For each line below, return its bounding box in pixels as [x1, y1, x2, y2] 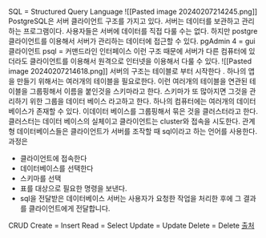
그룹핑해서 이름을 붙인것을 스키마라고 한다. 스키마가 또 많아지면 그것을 [29, 87, 248, 95]
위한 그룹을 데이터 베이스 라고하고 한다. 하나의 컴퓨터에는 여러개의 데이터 [29, 96, 256, 106]
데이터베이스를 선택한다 [19, 163, 94, 173]
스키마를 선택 [19, 174, 62, 183]
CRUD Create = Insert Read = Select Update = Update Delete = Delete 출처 [8, 220, 255, 230]
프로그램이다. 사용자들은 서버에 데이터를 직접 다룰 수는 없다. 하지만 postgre [22, 26, 258, 35]
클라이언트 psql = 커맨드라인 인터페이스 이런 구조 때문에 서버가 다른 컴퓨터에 [8, 46, 247, 55]
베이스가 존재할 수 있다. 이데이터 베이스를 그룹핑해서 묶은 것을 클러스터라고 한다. [8, 107, 259, 115]
